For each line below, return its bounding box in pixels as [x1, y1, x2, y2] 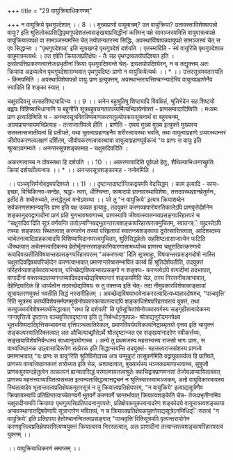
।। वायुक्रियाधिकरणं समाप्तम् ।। [7, 444, 81, 452]
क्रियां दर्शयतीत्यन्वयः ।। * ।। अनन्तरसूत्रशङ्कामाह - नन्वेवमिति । [7, 166, 155, 174]
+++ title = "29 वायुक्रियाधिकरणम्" [7, 7, 93, 15]
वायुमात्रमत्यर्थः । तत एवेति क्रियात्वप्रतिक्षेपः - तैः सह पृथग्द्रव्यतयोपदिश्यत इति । [7, 52, 175, 60]
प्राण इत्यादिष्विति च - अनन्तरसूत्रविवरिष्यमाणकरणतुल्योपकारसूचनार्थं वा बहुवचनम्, [7, 113, 181, 121]
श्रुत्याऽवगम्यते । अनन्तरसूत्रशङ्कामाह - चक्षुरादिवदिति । [7, 144, 129, 152]
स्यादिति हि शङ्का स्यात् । [7, 84, 65, 91]
